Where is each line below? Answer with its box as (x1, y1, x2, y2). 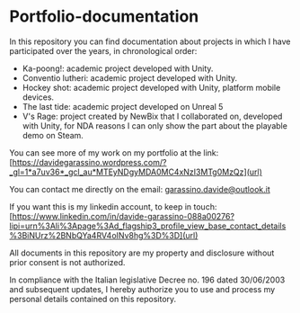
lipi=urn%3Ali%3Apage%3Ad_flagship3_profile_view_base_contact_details (9, 220, 287, 231)
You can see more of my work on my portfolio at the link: (9, 147, 219, 158)
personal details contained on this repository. (9, 293, 177, 304)
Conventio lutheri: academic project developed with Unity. (22, 72, 238, 83)
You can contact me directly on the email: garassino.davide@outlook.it (9, 183, 271, 194)
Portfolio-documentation (9, 6, 199, 27)
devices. (22, 92, 55, 103)
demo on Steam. (22, 130, 84, 140)
